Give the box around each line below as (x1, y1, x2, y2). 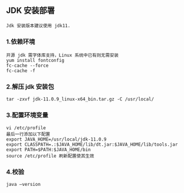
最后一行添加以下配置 (6, 131, 50, 137)
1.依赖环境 (6, 37, 35, 45)
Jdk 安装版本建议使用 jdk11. (6, 22, 71, 28)
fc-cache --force (6, 63, 49, 69)
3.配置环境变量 (6, 111, 48, 119)
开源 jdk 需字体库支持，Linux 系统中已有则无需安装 (6, 53, 119, 58)
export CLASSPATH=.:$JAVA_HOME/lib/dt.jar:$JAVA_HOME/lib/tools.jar (6, 141, 178, 148)
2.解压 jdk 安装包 (6, 83, 54, 91)
